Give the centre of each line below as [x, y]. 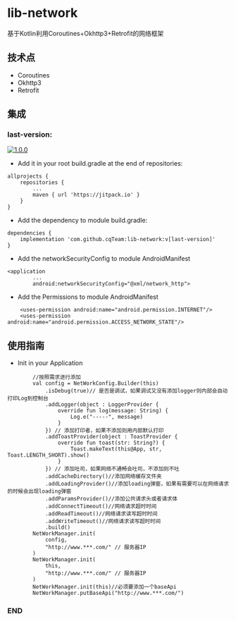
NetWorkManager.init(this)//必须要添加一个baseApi [105, 587]
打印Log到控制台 [28, 399]
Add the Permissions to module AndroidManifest [88, 297]
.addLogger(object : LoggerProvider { [102, 405]
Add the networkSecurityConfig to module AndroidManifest [104, 259]
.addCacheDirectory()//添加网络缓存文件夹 [103, 476]
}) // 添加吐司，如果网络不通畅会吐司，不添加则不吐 [112, 469]
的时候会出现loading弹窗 [39, 491]
